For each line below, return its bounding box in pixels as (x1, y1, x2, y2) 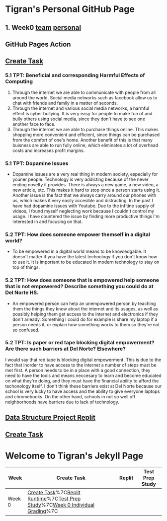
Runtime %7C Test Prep (27, 495, 81, 502)
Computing (5, 78, 33, 85)
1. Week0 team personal (5, 23, 81, 32)
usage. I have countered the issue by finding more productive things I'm (12, 213, 160, 219)
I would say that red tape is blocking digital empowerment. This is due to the (5, 357, 162, 363)
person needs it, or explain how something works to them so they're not (12, 321, 160, 327)
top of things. (12, 264, 40, 270)
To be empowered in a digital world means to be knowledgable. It (12, 248, 147, 254)
